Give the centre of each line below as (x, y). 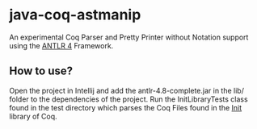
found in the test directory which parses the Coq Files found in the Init (126, 107)
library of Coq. (33, 116)
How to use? (41, 71)
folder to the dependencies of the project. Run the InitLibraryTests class (129, 99)
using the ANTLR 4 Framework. (61, 45)
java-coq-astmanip (75, 15)
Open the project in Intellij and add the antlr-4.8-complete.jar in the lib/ (127, 90)
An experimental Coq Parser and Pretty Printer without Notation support (129, 37)
